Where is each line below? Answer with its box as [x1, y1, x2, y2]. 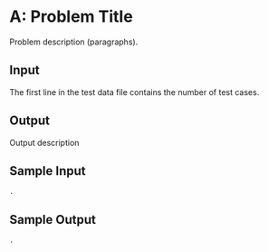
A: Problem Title [9, 6, 133, 27]
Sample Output [9, 211, 97, 228]
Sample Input [9, 163, 86, 179]
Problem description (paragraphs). [9, 36, 139, 47]
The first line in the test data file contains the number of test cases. [9, 86, 260, 97]
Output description [9, 137, 80, 148]
